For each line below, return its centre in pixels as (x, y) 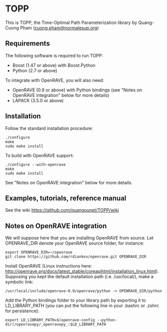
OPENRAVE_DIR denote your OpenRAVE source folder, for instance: (75, 243)
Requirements (27, 44)
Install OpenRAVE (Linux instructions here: (49, 266)
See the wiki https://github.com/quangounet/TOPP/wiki (62, 210)
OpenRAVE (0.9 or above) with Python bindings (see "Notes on (77, 90)
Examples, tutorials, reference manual (66, 198)
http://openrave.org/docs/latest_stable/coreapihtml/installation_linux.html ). (82, 271)
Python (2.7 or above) (35, 70)
